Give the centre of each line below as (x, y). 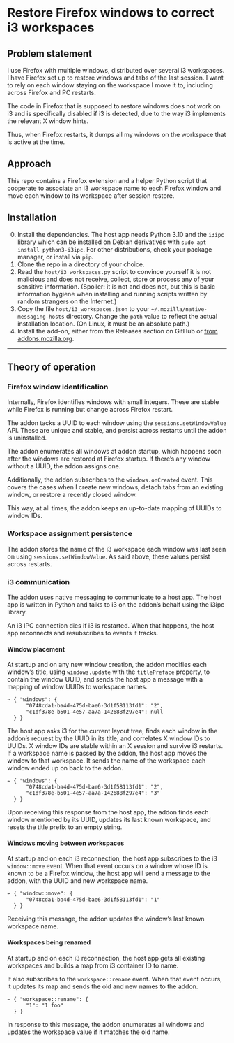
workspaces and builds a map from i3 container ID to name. (93, 965)
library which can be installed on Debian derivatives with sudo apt (112, 242)
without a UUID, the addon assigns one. (64, 466)
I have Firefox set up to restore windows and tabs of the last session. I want (116, 78)
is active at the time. (36, 142)
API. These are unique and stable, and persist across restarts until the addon (117, 431)
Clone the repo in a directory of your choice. (81, 264)
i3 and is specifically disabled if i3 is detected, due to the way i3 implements (117, 114)
